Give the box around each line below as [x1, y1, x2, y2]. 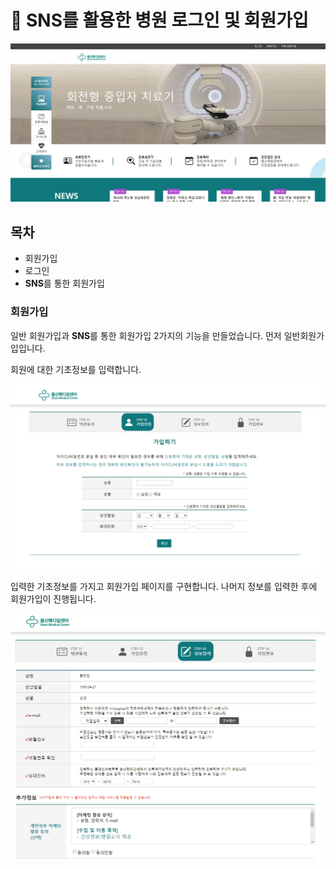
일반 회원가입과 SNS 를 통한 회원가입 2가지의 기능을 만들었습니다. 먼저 [10, 329, 282, 341]
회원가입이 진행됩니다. [10, 592, 97, 605]
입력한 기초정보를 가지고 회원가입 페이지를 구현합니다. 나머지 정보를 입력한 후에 [10, 580, 318, 592]
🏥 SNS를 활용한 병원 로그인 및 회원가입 [10, 9, 309, 32]
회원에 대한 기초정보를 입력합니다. [10, 363, 142, 375]
